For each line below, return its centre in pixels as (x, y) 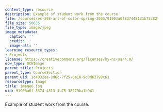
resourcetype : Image (26, 81)
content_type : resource (29, 9)
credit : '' (20, 41)
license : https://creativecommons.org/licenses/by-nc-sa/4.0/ (69, 59)
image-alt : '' (24, 46)
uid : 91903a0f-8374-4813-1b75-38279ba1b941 (50, 91)
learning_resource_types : (31, 50)
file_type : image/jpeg (28, 28)
